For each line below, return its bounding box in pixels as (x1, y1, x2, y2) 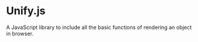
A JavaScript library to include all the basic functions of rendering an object (6, 24, 192, 31)
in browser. (6, 30, 34, 37)
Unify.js (6, 4, 46, 18)
